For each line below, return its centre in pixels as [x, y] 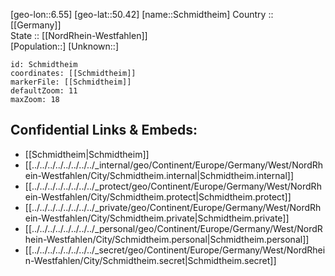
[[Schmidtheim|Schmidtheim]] [87, 154]
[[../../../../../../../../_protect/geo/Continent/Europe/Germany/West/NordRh [173, 186]
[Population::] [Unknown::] [65, 46]
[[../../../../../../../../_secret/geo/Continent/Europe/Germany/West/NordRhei [175, 250]
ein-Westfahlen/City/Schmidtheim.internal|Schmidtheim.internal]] [159, 175]
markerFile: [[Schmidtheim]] [71, 82]
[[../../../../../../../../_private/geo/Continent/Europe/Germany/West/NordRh [173, 207]
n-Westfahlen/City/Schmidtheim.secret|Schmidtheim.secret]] [150, 260]
